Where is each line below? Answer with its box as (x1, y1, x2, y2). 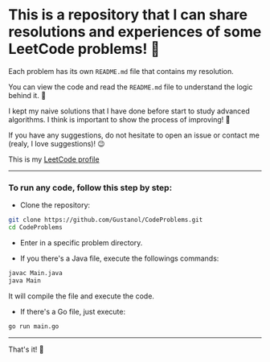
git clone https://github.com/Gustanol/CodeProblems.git (8, 216, 203, 224)
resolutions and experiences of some (8, 23, 262, 41)
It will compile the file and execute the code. (8, 291, 155, 301)
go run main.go (8, 322, 59, 331)
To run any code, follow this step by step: (8, 182, 173, 193)
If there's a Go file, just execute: (19, 306, 126, 316)
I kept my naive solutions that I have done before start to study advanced (8, 106, 251, 116)
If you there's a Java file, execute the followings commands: (19, 253, 219, 263)
